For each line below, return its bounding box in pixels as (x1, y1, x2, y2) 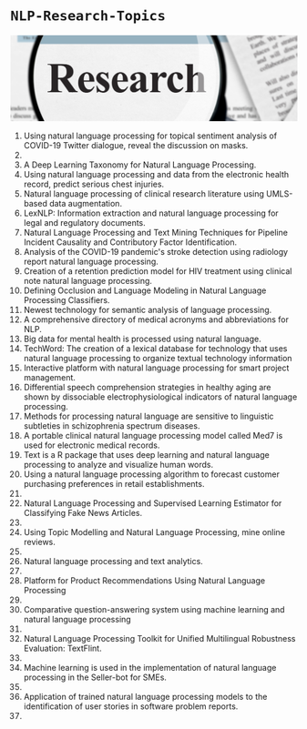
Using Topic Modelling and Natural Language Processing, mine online (23, 527, 286, 538)
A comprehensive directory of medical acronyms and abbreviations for (23, 314, 290, 325)
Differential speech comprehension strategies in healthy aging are (23, 382, 271, 393)
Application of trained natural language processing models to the (23, 692, 268, 703)
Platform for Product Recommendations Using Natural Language (23, 575, 266, 586)
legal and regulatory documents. (23, 218, 147, 228)
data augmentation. (49, 198, 122, 209)
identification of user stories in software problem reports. (23, 701, 239, 712)
